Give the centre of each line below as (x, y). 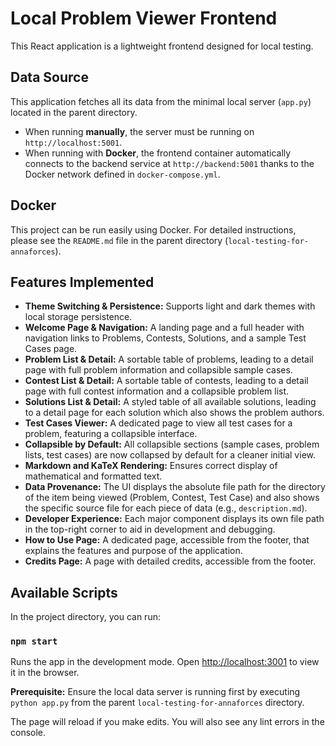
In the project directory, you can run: (85, 617)
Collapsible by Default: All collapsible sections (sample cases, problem (172, 444)
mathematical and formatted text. (93, 476)
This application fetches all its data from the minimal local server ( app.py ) (161, 101)
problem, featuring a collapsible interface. (111, 434)
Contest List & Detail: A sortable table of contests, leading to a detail (166, 381)
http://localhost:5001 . (73, 142)
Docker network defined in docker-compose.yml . (122, 174)
